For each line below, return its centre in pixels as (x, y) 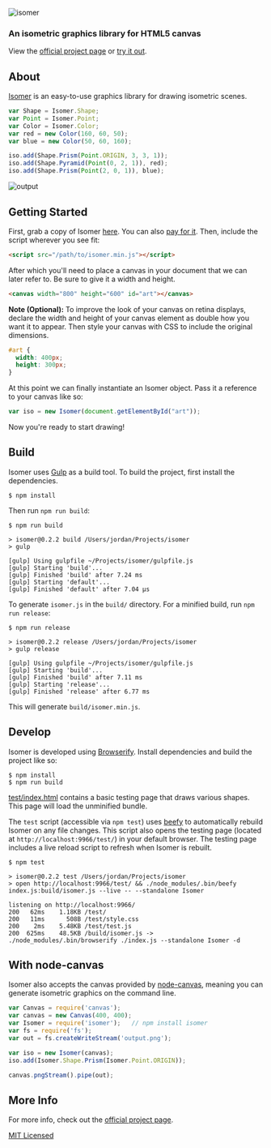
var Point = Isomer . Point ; (54, 118)
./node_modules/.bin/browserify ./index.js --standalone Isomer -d (125, 940)
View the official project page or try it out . (78, 51)
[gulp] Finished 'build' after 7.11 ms (76, 677)
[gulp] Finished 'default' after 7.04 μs (79, 589)
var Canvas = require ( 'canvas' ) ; (65, 1008)
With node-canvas (56, 965)
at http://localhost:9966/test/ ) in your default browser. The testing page (133, 838)
